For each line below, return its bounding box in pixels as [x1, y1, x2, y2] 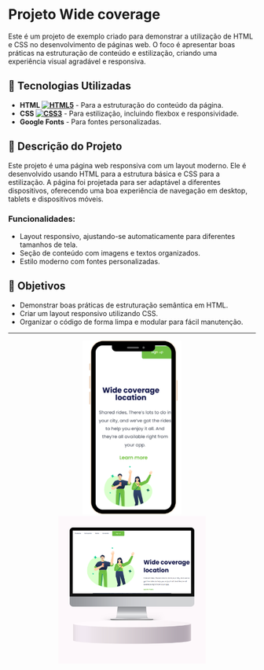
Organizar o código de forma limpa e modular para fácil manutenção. [19, 317, 244, 326]
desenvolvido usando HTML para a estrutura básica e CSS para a [8, 169, 220, 179]
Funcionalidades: [8, 214, 76, 225]
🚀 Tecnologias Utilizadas [8, 79, 131, 93]
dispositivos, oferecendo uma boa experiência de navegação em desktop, [8, 186, 247, 195]
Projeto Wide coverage [8, 6, 161, 24]
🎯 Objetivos [8, 279, 66, 293]
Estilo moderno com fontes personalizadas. [19, 256, 160, 266]
